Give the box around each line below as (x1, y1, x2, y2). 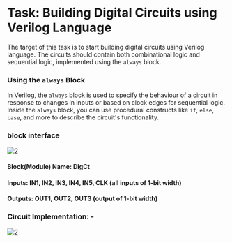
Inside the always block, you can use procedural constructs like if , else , (7, 106, 215, 115)
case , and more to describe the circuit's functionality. (7, 113, 159, 121)
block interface (7, 131, 61, 140)
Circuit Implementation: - (7, 212, 94, 221)
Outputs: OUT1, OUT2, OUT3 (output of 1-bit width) (7, 194, 158, 203)
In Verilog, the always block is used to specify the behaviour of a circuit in (7, 91, 218, 99)
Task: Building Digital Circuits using (7, 5, 217, 21)
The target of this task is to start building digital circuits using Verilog (7, 43, 205, 51)
